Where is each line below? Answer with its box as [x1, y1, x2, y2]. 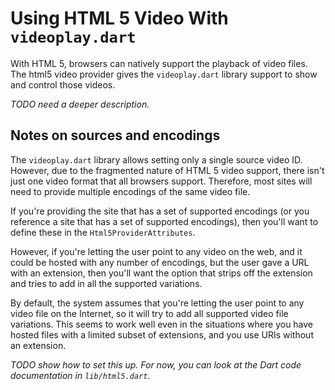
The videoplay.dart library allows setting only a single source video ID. [10, 153, 303, 166]
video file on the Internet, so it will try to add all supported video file [10, 307, 289, 319]
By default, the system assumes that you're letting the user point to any [10, 297, 305, 309]
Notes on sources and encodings [10, 127, 221, 144]
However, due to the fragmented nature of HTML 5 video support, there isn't [10, 164, 325, 176]
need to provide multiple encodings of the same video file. [10, 185, 251, 197]
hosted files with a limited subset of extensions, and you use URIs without [10, 328, 314, 341]
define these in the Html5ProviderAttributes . [10, 226, 196, 238]
